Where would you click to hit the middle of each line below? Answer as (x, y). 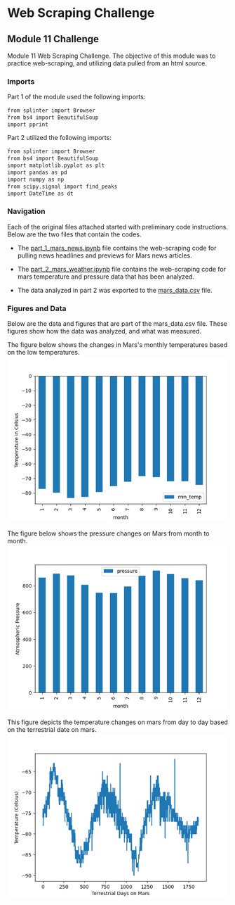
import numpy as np (36, 180)
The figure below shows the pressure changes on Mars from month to (108, 533)
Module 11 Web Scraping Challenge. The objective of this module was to (112, 56)
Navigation (26, 211)
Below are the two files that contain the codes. (74, 234)
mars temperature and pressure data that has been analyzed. (106, 277)
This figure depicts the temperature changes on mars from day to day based (117, 722)
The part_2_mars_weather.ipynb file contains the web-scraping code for (122, 269)
